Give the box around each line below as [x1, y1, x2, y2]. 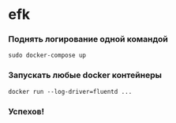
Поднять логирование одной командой [8, 34, 168, 45]
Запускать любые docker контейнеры [8, 69, 162, 80]
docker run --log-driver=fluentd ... [8, 88, 133, 95]
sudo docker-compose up [8, 51, 87, 60]
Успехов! [8, 106, 45, 117]
